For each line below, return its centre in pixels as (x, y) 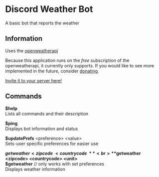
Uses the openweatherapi (32, 50)
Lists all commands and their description (47, 114)
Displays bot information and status (42, 129)
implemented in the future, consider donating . (52, 71)
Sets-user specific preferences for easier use (52, 144)
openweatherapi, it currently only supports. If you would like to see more (80, 65)
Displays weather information (35, 169)
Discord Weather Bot (49, 9)
